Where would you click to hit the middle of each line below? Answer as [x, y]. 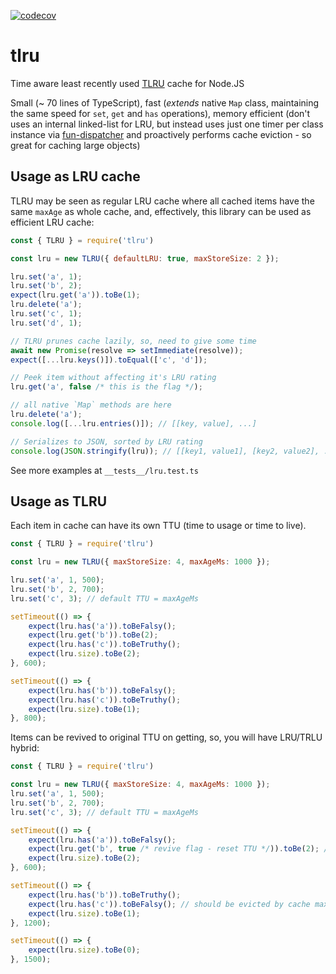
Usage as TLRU [59, 501]
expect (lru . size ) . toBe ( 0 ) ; [84, 950]
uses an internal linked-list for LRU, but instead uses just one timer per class [167, 124]
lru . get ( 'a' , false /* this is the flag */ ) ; [106, 387]
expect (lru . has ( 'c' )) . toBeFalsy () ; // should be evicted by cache [169, 904]
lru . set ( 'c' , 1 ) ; [46, 314]
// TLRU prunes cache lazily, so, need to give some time [133, 341]
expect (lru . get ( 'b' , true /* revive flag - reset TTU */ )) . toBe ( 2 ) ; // [180, 849]
